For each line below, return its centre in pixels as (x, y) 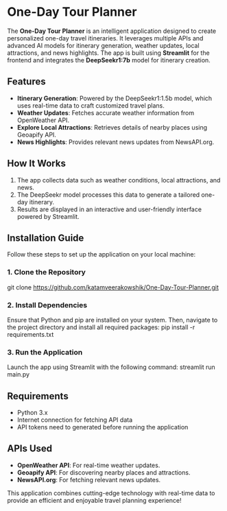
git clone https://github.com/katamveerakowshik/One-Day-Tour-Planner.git (113, 287)
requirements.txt (31, 334)
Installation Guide (46, 238)
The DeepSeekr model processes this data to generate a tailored (108, 194)
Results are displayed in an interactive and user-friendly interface (109, 209)
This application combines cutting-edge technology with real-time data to (111, 493)
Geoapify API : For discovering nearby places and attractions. (104, 472)
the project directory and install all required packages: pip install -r (101, 327)
